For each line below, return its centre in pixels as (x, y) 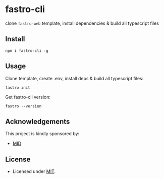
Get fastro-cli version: (28, 97)
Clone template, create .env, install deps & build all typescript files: (74, 78)
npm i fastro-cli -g (27, 51)
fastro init (18, 87)
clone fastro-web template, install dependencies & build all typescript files (82, 23)
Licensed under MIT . (34, 171)
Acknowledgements (38, 121)
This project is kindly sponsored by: (42, 134)
